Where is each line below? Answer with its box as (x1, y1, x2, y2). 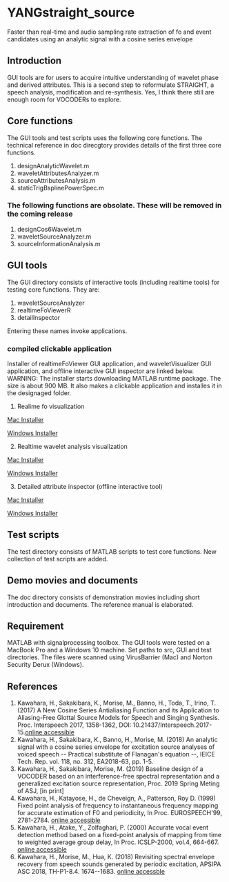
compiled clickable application (7, 343, 112, 353)
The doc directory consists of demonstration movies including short (7, 593, 200, 601)
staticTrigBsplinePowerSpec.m (17, 183, 105, 192)
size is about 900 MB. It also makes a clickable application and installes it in (7, 381, 222, 390)
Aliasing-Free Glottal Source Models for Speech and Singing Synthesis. (17, 714, 220, 722)
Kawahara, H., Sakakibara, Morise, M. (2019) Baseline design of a (17, 765, 203, 773)
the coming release (7, 209, 74, 219)
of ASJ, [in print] (17, 787, 64, 795)
